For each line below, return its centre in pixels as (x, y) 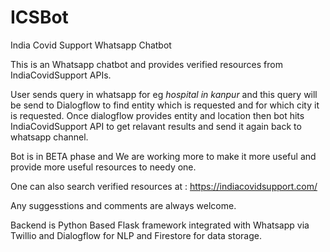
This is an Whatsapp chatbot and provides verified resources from (146, 64)
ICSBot (39, 17)
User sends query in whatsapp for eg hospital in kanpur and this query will (164, 94)
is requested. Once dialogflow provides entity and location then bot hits (157, 115)
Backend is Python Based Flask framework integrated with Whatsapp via (160, 225)
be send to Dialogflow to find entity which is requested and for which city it (165, 105)
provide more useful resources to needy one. (103, 167)
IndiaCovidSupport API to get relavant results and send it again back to (156, 126)
